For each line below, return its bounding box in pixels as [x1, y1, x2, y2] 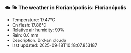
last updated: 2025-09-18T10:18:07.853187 [12, 42, 98, 48]
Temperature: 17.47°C [12, 17, 56, 23]
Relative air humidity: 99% [12, 27, 65, 33]
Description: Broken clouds [12, 38, 66, 43]
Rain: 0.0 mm [12, 32, 39, 38]
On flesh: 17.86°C [12, 22, 47, 28]
